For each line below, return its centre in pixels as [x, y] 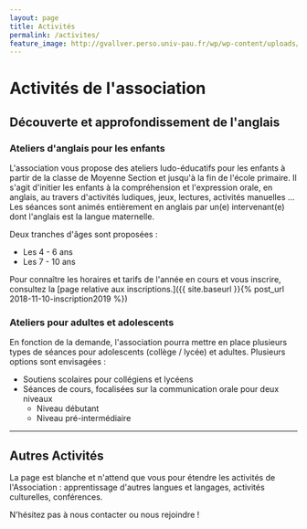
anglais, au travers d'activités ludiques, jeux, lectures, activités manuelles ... [152, 197]
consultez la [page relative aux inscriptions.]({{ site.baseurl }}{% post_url [147, 290]
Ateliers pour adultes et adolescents [92, 323]
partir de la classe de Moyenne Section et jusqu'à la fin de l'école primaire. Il [153, 178]
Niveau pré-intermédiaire [84, 418]
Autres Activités [57, 455]
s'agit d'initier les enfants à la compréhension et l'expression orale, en [141, 187]
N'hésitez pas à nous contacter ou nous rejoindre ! [105, 515]
